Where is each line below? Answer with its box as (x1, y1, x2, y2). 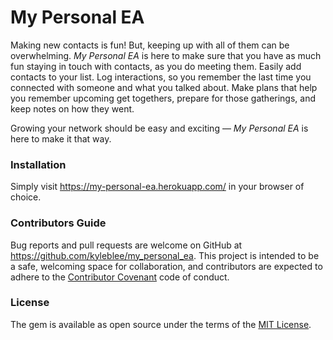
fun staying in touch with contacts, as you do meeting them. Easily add (10, 60, 302, 72)
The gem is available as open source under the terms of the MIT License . (10, 318, 312, 330)
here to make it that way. (10, 132, 112, 145)
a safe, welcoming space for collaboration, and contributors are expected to (10, 260, 323, 272)
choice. (10, 191, 42, 203)
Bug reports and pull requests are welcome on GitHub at (10, 239, 243, 251)
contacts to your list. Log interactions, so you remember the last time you (10, 71, 312, 83)
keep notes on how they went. (10, 102, 135, 115)
